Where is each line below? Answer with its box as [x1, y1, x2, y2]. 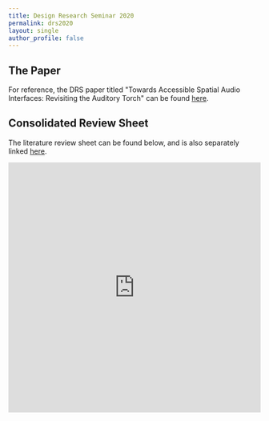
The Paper [8, 63, 62, 77]
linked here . [8, 146, 47, 156]
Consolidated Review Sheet [8, 117, 149, 130]
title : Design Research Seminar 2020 [8, 11, 134, 20]
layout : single [8, 26, 59, 34]
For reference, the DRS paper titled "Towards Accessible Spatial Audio [8, 85, 241, 94]
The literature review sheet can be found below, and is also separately [8, 138, 240, 147]
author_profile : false [8, 34, 84, 42]
